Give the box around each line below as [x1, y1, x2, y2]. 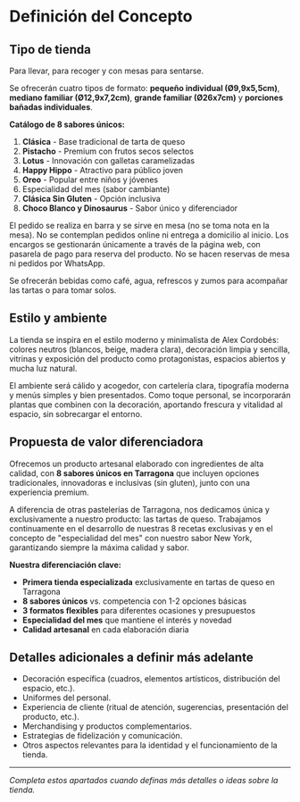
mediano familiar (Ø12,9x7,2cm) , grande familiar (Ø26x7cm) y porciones [9, 92, 284, 103]
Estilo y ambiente [9, 311, 107, 326]
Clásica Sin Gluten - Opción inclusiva [21, 194, 161, 204]
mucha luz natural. [9, 363, 78, 373]
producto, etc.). [21, 712, 80, 723]
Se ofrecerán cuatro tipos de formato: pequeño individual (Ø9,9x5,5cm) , [9, 83, 280, 93]
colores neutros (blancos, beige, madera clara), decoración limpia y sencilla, [9, 344, 290, 355]
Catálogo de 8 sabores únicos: [9, 119, 125, 129]
